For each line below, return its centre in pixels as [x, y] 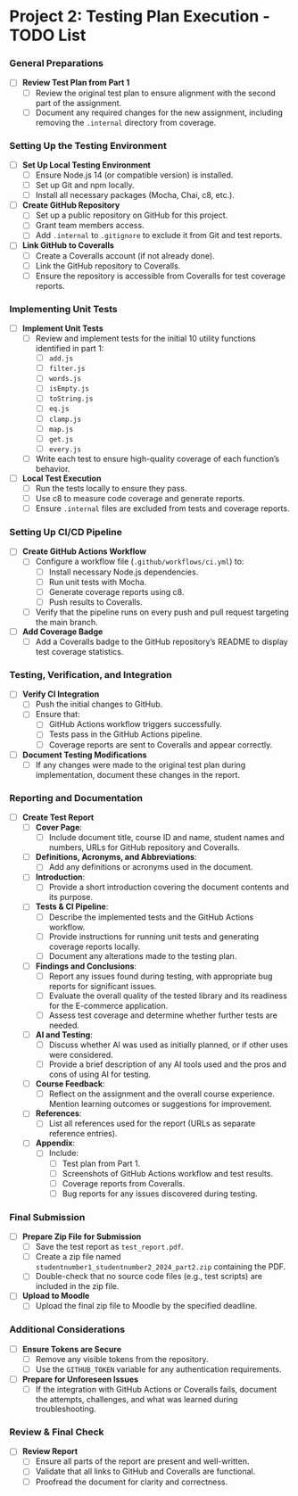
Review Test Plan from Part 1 [76, 83]
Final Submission [47, 1217]
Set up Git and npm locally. [85, 186]
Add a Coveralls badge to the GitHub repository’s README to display [161, 641]
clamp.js [65, 419]
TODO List [48, 35]
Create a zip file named [79, 1257]
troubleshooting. [66, 1409]
